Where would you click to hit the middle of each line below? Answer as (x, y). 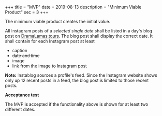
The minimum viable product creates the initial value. (58, 22)
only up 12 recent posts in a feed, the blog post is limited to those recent (77, 80)
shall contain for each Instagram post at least (50, 41)
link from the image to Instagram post (49, 66)
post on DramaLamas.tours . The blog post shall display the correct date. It (79, 36)
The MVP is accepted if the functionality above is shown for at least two (77, 104)
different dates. (20, 109)
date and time (26, 56)
